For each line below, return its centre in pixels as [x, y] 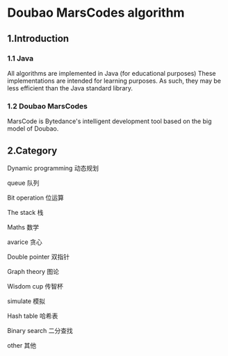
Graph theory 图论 [33, 271]
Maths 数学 [23, 227]
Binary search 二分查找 [40, 330]
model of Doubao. [33, 129]
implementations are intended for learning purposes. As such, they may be [114, 81]
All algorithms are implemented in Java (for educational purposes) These [112, 73]
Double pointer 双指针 [39, 257]
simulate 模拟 [26, 301]
